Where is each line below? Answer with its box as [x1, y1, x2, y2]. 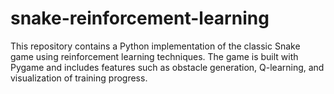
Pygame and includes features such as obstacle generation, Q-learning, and [10, 61, 325, 73]
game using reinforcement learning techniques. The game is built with [10, 50, 299, 62]
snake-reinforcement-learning [10, 7, 270, 30]
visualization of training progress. [10, 72, 148, 84]
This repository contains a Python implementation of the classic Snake [10, 40, 301, 52]
